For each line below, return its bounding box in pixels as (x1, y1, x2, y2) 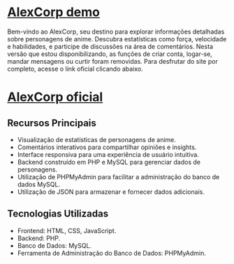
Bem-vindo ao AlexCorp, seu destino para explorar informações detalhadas (7, 27, 225, 36)
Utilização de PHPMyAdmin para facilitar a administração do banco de (17, 172, 220, 181)
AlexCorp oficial (7, 89, 103, 105)
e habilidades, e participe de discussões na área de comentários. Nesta (7, 42, 214, 50)
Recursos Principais (7, 117, 96, 129)
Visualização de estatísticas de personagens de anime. (17, 135, 177, 144)
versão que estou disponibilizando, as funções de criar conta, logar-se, (7, 50, 213, 58)
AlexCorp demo (7, 4, 100, 20)
